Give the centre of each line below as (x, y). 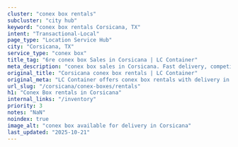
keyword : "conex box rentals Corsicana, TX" (74, 27)
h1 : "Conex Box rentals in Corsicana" (64, 93)
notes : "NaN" (27, 112)
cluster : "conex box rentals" (52, 14)
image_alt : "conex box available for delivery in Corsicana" (100, 125)
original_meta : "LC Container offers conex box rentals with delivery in (119, 80)
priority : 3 (25, 106)
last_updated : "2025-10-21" (49, 132)
